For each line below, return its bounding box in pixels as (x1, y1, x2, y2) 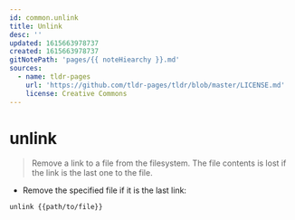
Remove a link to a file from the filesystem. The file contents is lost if (31, 158, 287, 168)
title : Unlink (9, 22, 63, 31)
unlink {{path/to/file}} (9, 203, 103, 212)
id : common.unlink (9, 13, 79, 23)
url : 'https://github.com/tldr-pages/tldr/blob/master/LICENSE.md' (25, 81, 285, 90)
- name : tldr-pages (17, 72, 91, 81)
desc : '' (9, 30, 43, 39)
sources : (9, 64, 43, 73)
